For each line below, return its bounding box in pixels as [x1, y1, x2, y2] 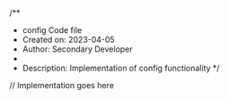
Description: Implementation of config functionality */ [22, 62, 220, 73]
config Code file [22, 25, 83, 35]
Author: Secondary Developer [22, 44, 133, 54]
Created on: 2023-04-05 [22, 35, 115, 45]
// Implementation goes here [9, 80, 115, 90]
